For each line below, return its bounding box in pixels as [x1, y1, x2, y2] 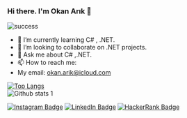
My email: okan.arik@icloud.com [17, 68, 111, 77]
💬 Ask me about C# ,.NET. [17, 50, 92, 59]
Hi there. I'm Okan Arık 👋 [7, 6, 92, 16]
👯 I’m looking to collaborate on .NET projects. [17, 43, 147, 52]
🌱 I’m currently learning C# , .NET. [17, 36, 115, 44]
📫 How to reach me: [17, 59, 77, 67]
